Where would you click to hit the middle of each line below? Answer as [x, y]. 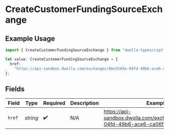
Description [84, 103]
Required [54, 103]
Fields [15, 89]
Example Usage [30, 39]
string [31, 118]
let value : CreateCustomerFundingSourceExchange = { [62, 59]
